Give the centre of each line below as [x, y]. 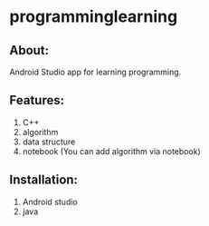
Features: [37, 100]
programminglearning [94, 17]
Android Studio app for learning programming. [95, 72]
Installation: [44, 180]
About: [29, 50]
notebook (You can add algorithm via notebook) [111, 151]
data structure [49, 142]
